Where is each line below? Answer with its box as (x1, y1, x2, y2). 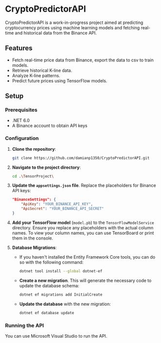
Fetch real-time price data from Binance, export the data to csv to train (12, 57, 154, 63)
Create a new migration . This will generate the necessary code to (19, 277, 152, 283)
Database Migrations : (12, 244, 57, 250)
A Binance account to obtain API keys (12, 123, 88, 129)
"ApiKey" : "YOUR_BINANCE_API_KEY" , (21, 202, 93, 207)
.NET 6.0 (12, 118, 30, 123)
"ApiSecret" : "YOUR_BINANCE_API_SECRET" (21, 206, 104, 211)
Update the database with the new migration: (19, 301, 111, 307)
